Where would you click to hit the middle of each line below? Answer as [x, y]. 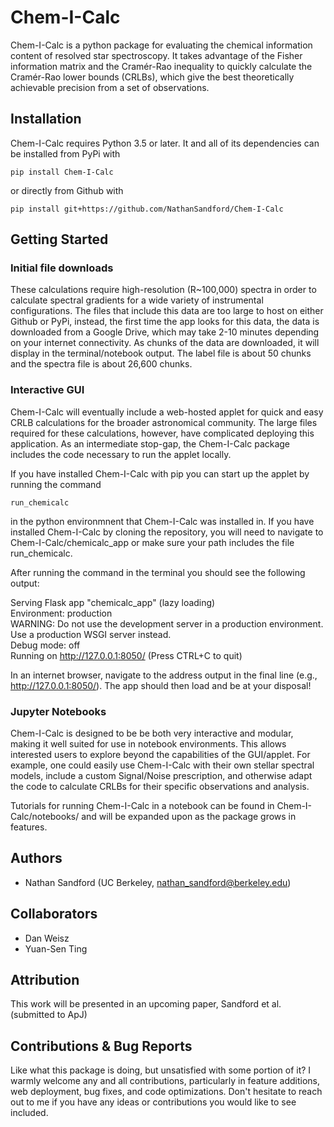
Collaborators [54, 914]
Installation [46, 119]
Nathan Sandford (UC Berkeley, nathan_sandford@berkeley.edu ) [158, 882]
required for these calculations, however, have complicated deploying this [162, 433]
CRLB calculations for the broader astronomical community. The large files [164, 422]
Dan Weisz [47, 938]
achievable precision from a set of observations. [110, 87]
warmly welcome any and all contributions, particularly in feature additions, [165, 1081]
